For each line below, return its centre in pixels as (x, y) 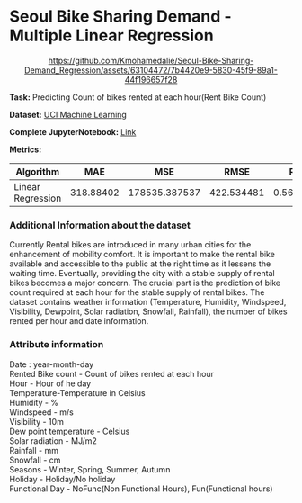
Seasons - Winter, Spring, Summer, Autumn (90, 469)
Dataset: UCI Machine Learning (68, 114)
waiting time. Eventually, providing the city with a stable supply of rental (142, 274)
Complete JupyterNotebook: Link (73, 131)
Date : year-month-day (52, 364)
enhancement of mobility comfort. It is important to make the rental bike (142, 255)
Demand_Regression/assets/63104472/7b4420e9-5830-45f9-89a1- (151, 70)
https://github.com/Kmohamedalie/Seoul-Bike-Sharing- (151, 60)
